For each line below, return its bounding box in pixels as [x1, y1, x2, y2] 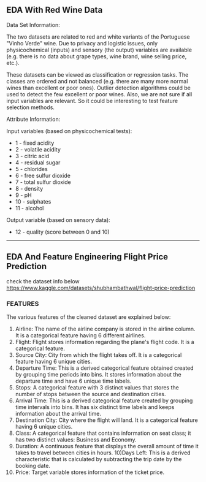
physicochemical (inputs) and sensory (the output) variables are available [6, 46, 192, 53]
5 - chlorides [15, 165, 48, 172]
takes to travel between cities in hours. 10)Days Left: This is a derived [15, 449, 191, 456]
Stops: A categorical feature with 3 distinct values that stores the [15, 383, 179, 391]
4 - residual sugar [15, 159, 61, 166]
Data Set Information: [6, 21, 60, 28]
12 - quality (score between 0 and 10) [15, 228, 110, 235]
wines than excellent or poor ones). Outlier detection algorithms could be [6, 84, 191, 91]
